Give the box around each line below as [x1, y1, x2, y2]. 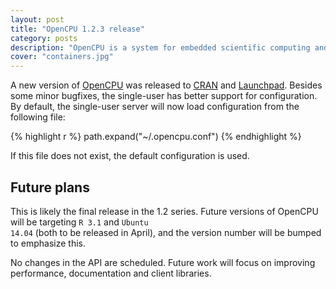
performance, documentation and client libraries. [10, 267, 212, 279]
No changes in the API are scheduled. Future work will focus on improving [10, 256, 316, 268]
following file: [10, 111, 66, 123]
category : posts [10, 33, 78, 43]
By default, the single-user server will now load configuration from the [10, 101, 300, 113]
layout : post [10, 14, 65, 25]
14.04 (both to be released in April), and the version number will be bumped [10, 226, 322, 238]
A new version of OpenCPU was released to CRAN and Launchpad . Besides [10, 79, 323, 91]
